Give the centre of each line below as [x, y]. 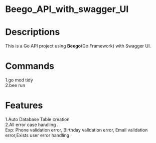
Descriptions [33, 32]
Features [24, 105]
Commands [30, 66]
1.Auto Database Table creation [37, 119]
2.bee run [15, 85]
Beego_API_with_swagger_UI [67, 9]
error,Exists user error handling [37, 135]
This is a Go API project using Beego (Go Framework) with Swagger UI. [78, 46]
